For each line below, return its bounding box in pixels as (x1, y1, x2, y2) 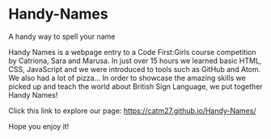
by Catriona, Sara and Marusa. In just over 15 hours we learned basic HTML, (8, 56, 262, 65)
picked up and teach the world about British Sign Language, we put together (8, 82, 263, 91)
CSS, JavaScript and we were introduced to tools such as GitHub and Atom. (8, 64, 261, 74)
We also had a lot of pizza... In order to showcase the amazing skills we (8, 73, 247, 82)
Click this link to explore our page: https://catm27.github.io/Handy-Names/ (8, 106, 256, 116)
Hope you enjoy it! (8, 121, 70, 131)
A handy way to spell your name (8, 32, 116, 41)
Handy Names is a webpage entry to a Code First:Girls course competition (8, 47, 256, 57)
